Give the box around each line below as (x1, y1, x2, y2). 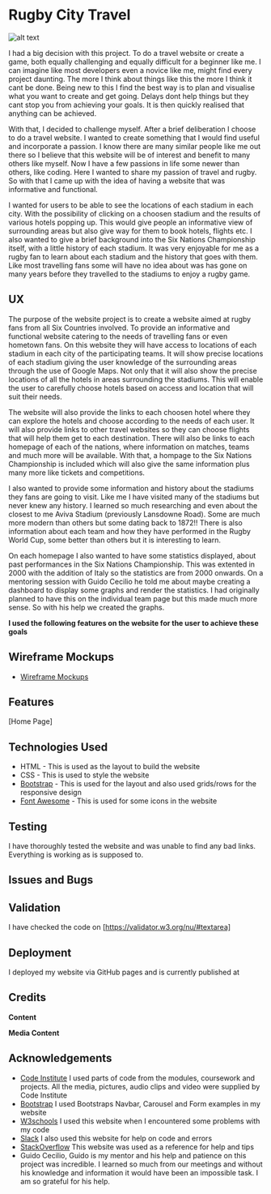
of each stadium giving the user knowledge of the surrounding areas (8, 357, 237, 366)
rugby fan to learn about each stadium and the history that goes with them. (8, 251, 259, 261)
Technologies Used (8, 740, 108, 754)
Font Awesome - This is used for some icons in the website (19, 796, 218, 806)
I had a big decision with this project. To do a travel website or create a (8, 48, 244, 58)
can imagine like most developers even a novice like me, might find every (8, 65, 252, 75)
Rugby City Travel (8, 6, 131, 24)
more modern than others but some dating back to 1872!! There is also (8, 517, 243, 528)
